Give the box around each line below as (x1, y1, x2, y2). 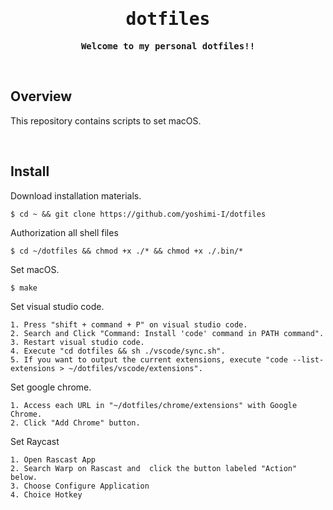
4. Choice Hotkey (10, 489, 83, 500)
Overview (10, 88, 73, 105)
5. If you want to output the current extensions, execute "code (10, 354, 288, 365)
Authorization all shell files (10, 226, 119, 238)
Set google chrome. (10, 381, 92, 393)
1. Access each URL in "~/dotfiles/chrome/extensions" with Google (10, 400, 298, 410)
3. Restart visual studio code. (10, 337, 145, 347)
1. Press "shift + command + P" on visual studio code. (10, 319, 248, 330)
